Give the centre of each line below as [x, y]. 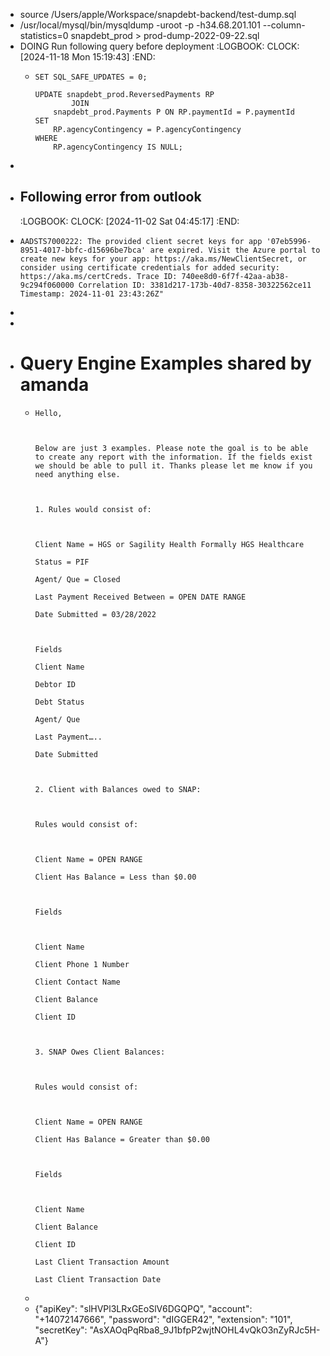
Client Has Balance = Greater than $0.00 [122, 1139]
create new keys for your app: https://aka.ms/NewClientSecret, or [163, 259]
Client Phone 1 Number [82, 964]
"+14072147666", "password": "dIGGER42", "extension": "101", [163, 1319]
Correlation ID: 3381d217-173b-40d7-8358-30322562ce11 [195, 285]
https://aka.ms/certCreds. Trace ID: [98, 276]
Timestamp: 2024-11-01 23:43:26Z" [91, 294]
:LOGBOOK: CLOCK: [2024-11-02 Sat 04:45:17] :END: [129, 221]
